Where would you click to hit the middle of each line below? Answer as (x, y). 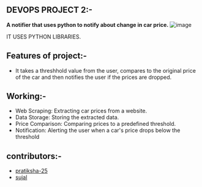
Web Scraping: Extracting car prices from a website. (81, 111)
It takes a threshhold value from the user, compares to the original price (105, 70)
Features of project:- (47, 56)
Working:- (26, 96)
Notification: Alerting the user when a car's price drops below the (98, 130)
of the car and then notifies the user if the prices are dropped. (93, 77)
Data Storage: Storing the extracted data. (67, 117)
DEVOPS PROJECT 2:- (50, 10)
